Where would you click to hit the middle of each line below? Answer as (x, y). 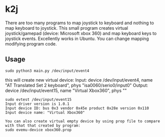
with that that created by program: (43, 125)
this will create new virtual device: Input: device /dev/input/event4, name (79, 80)
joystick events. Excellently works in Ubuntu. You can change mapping (77, 39)
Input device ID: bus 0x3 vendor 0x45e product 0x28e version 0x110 (77, 108)
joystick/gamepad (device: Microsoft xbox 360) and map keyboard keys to (81, 33)
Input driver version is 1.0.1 (37, 104)
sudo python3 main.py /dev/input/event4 (47, 71)
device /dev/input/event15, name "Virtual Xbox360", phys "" (66, 91)
